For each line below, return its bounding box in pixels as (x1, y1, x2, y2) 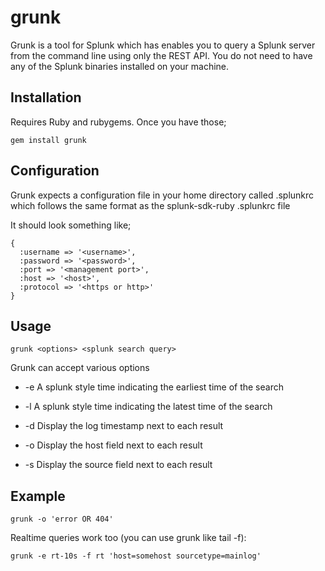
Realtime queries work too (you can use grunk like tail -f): (10, 532, 247, 544)
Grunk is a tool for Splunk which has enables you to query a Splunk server (10, 39, 316, 51)
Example (10, 487, 66, 505)
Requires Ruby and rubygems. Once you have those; (10, 116, 227, 128)
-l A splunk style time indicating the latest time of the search (24, 401, 273, 413)
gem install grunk (10, 135, 87, 145)
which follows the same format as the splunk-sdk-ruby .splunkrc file (10, 199, 291, 211)
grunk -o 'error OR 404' (10, 514, 114, 525)
